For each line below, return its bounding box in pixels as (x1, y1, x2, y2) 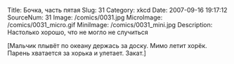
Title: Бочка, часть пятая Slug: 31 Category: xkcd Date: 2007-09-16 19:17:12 (7, 6, 228, 14)
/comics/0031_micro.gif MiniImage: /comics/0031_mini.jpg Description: (7, 21, 213, 29)
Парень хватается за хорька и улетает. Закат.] (7, 49, 146, 57)
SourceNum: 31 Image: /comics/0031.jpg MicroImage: (7, 13, 163, 22)
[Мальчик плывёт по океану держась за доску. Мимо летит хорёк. (7, 42, 207, 49)
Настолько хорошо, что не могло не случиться (7, 28, 149, 36)
